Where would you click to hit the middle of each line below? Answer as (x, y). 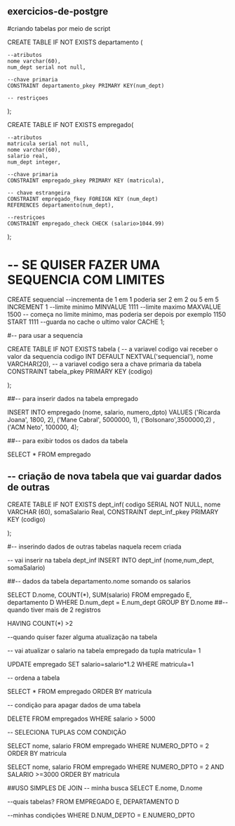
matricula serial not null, (48, 143)
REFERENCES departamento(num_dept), (61, 205)
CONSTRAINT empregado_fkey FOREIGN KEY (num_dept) (83, 199)
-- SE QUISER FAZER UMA (84, 265)
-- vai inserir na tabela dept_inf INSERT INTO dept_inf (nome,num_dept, (111, 560)
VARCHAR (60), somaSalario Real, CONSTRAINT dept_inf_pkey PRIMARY (113, 511)
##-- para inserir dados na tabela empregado (73, 398)
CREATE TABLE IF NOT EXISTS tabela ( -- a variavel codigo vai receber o (113, 349)
